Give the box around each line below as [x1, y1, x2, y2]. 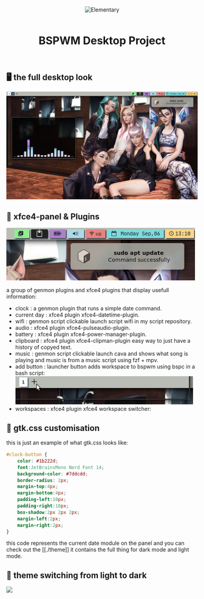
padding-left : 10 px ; [17, 497, 67, 503]
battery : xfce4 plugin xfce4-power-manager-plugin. [15, 331, 147, 338]
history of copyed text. [15, 343, 72, 351]
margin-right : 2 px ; [17, 522, 64, 528]
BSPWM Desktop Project [38, 33, 166, 47]
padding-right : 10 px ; [17, 503, 69, 510]
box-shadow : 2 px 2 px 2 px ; [17, 509, 80, 516]
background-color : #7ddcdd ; [17, 471, 88, 477]
